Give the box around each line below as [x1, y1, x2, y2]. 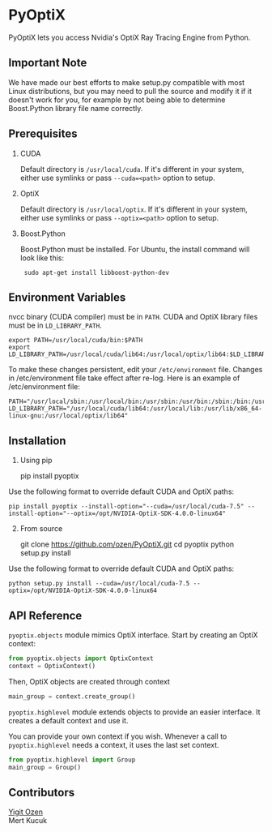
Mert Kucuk [8, 816, 47, 826]
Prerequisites [8, 127, 78, 141]
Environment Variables [8, 290, 126, 304]
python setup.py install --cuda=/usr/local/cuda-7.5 [8, 580, 190, 588]
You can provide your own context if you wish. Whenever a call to [8, 731, 227, 741]
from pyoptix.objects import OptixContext [8, 654, 154, 663]
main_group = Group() [8, 763, 82, 771]
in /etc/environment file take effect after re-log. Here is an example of [8, 373, 240, 383]
